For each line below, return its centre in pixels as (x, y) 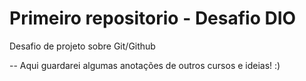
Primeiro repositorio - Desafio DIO (153, 18)
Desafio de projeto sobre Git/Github (82, 46)
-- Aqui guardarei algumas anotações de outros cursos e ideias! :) (145, 65)
